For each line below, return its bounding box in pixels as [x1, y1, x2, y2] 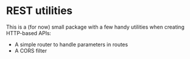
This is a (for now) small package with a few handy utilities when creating [6, 23, 185, 30]
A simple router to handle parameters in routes [14, 41, 128, 48]
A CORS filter [14, 47, 47, 54]
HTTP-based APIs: [6, 29, 51, 36]
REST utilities [6, 4, 73, 18]
